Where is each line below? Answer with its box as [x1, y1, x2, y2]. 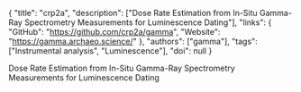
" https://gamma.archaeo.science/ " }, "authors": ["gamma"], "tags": [8, 36, 258, 46]
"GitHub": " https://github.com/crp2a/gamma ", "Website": [8, 27, 221, 37]
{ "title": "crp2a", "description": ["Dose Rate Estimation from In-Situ [8, 8, 258, 18]
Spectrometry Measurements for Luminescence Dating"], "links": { [24, 17, 272, 28]
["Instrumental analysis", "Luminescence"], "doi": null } [8, 46, 213, 56]
